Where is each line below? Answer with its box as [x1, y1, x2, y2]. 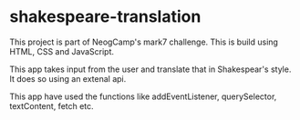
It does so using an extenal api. [9, 73, 127, 84]
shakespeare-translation [9, 6, 202, 27]
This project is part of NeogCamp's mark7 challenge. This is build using [9, 36, 278, 47]
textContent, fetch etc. [9, 100, 94, 111]
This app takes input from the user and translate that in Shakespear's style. [9, 64, 292, 75]
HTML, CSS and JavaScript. [9, 45, 115, 56]
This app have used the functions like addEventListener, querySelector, [9, 91, 277, 102]
